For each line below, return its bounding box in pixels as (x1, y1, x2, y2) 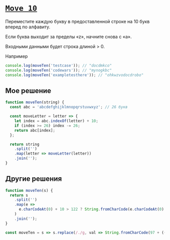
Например (5, 53, 28, 59)
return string (10, 142, 39, 147)
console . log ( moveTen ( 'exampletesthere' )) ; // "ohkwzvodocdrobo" (5, 72, 144, 77)
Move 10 (5, 4, 37, 13)
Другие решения (5, 175, 62, 183)
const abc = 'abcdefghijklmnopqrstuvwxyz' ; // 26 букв (10, 105, 128, 110)
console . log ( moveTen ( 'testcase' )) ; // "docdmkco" (5, 63, 112, 68)
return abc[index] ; (14, 128, 56, 133)
